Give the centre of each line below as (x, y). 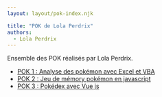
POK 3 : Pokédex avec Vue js (58, 86)
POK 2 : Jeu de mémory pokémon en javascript (84, 79)
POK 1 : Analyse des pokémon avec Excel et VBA (86, 72)
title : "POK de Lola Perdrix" (50, 26)
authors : (20, 32)
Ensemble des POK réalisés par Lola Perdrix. (70, 58)
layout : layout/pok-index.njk (50, 13)
